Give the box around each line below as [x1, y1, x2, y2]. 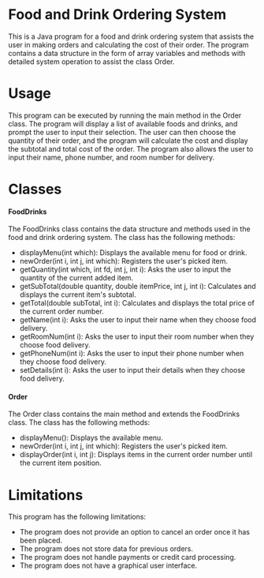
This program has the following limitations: [8, 512, 147, 522]
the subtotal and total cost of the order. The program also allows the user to [8, 144, 254, 153]
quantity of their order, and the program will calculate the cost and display [8, 136, 248, 145]
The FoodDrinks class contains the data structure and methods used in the [8, 224, 251, 234]
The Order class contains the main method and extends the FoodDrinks [8, 409, 240, 419]
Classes [8, 180, 62, 198]
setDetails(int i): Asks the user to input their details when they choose [19, 366, 246, 375]
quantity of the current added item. [19, 273, 134, 283]
